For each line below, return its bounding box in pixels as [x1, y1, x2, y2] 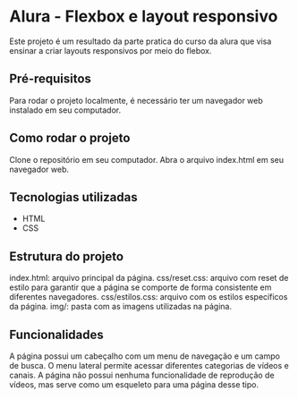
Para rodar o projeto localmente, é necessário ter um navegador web [9, 95, 264, 106]
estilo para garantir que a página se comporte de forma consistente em [9, 282, 272, 293]
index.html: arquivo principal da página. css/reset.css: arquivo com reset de [9, 273, 289, 284]
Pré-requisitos [9, 72, 92, 87]
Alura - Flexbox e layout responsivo [9, 6, 278, 27]
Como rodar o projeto [9, 131, 131, 146]
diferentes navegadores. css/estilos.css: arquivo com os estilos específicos [9, 292, 288, 302]
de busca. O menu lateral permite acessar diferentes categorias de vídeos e [9, 361, 289, 370]
